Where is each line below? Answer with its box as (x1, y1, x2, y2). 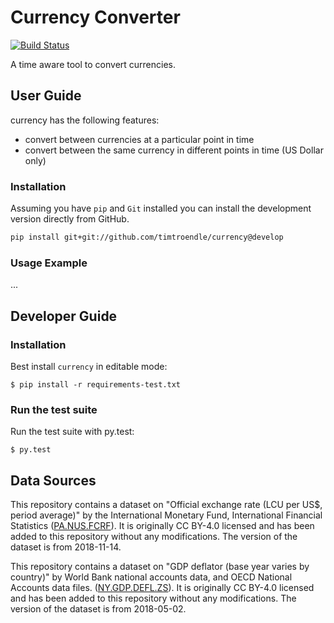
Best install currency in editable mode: (10, 360, 168, 372)
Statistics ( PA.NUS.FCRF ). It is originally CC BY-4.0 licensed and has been (10, 520, 315, 532)
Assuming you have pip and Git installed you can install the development (10, 202, 312, 215)
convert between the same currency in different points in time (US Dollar (24, 144, 324, 156)
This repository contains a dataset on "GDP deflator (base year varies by (10, 561, 310, 573)
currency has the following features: (10, 114, 160, 126)
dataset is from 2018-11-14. (10, 541, 122, 553)
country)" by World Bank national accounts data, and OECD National (10, 571, 293, 583)
